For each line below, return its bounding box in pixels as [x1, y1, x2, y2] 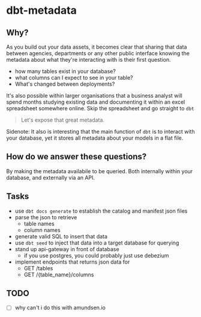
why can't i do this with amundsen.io [14, 304, 106, 312]
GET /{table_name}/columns [23, 271, 94, 278]
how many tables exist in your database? [14, 68, 116, 75]
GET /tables [23, 264, 53, 271]
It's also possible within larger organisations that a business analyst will [6, 92, 183, 99]
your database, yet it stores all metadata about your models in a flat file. [6, 134, 184, 141]
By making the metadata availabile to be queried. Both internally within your [6, 167, 193, 174]
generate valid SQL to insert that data [14, 233, 108, 240]
